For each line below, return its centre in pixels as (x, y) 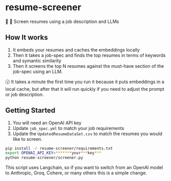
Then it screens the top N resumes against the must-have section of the (88, 66)
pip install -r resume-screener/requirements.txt (59, 148)
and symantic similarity (37, 61)
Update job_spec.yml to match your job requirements (68, 128)
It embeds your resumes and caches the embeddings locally (76, 49)
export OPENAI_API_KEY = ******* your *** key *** (53, 153)
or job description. (25, 94)
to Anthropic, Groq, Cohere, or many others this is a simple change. (76, 173)
